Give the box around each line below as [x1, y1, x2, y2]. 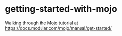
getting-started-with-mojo [5, 3, 117, 15]
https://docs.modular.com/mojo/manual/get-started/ [5, 25, 112, 31]
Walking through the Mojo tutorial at [5, 20, 78, 26]
